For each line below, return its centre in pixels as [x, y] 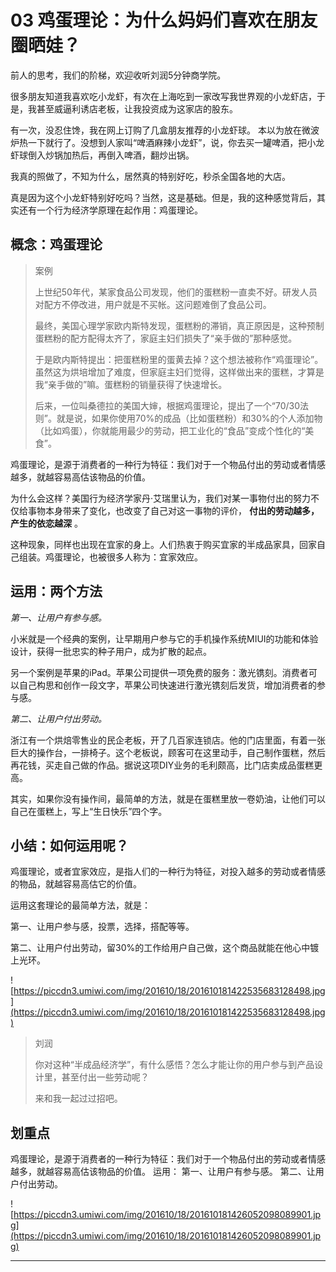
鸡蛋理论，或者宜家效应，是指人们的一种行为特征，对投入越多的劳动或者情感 [168, 872]
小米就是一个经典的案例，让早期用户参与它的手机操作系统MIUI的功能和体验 [164, 638]
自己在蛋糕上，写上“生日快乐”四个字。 [89, 811]
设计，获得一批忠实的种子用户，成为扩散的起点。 [111, 651]
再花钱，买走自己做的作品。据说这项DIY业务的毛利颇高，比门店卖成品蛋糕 [162, 765]
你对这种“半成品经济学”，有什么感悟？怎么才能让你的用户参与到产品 [174, 1065]
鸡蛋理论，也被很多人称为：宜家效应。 [123, 557]
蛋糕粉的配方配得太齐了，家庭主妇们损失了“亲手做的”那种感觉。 [166, 338]
